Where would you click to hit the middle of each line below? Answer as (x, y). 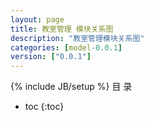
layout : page (37, 19)
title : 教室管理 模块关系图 (62, 29)
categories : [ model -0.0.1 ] (66, 47)
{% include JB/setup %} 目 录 (71, 87)
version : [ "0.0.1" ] (51, 57)
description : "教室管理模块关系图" (77, 38)
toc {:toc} (44, 107)
